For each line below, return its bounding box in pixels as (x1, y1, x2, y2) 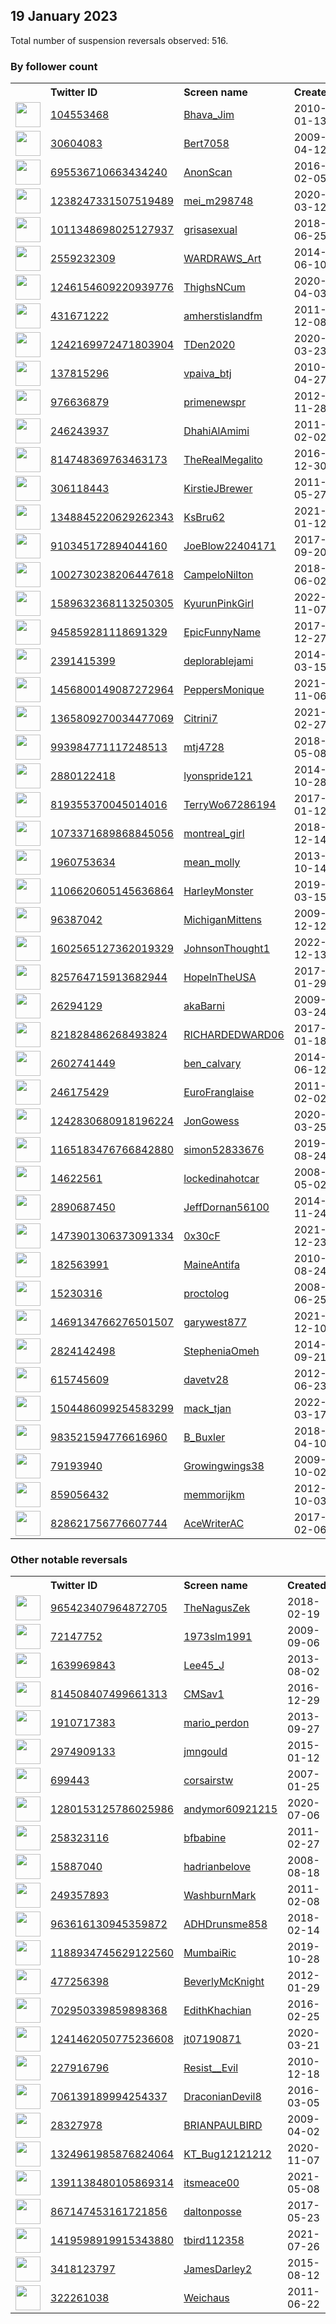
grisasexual (183, 223, 238, 237)
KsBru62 (183, 510, 226, 524)
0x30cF (183, 1229, 221, 1243)
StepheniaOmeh (183, 1344, 260, 1358)
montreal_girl (183, 827, 245, 841)
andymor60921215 (183, 1802, 278, 1816)
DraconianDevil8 (183, 2090, 262, 2104)
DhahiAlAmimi (183, 424, 250, 438)
